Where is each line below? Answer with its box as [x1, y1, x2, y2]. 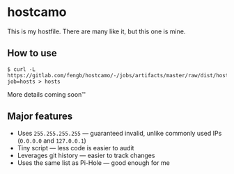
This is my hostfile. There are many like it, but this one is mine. [7, 27, 186, 35]
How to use [7, 47, 57, 59]
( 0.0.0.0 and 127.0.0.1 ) [17, 136, 87, 145]
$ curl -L [7, 65, 36, 73]
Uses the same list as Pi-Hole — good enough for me [17, 158, 171, 167]
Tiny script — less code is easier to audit [17, 143, 134, 152]
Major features [7, 111, 73, 122]
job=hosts [7, 78, 36, 85]
